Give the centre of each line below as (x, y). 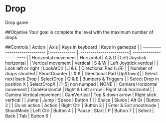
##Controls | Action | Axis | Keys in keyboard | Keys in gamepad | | (74, 47)
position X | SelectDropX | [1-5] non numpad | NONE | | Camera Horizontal (82, 84)
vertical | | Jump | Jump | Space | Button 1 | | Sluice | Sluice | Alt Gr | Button (83, 100)
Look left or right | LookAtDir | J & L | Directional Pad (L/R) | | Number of (79, 68)
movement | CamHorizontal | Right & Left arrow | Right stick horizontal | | (80, 89)
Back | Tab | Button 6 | (28, 116)
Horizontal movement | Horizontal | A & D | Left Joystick (89, 57)
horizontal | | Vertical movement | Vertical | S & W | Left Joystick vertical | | (82, 63)
